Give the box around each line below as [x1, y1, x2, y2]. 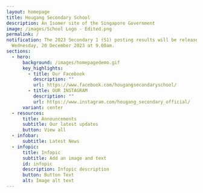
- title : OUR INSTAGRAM [28, 88, 88, 94]
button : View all [22, 127, 66, 133]
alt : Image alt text [22, 178, 74, 184]
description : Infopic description [22, 166, 110, 172]
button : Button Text [22, 172, 74, 178]
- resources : [11, 110, 45, 116]
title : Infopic [22, 149, 61, 155]
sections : [6, 48, 31, 54]
